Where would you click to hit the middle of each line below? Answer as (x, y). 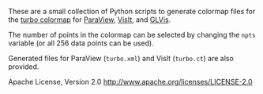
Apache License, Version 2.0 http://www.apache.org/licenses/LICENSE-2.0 (130, 82)
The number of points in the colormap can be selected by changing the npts (132, 35)
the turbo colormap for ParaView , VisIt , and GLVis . (90, 20)
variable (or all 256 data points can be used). (81, 43)
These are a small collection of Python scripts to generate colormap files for (132, 11)
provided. (24, 67)
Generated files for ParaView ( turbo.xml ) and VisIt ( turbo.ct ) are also (121, 58)
